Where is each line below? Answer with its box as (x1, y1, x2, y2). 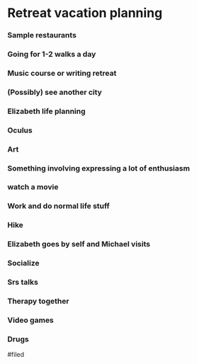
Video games (7, 315, 55, 325)
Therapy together (7, 296, 69, 306)
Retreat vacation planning (7, 5, 163, 21)
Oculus (7, 125, 33, 135)
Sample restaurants (7, 30, 77, 40)
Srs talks (7, 278, 39, 288)
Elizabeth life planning (7, 106, 86, 116)
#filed (7, 351, 25, 359)
